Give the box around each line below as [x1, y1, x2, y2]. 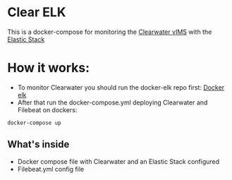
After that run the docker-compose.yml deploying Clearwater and [17, 98, 208, 107]
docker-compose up [7, 119, 61, 126]
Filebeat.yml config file [17, 164, 85, 173]
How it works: [7, 60, 90, 76]
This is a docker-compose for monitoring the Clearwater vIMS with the [7, 28, 212, 36]
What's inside [7, 138, 70, 150]
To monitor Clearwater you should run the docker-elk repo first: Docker [17, 83, 224, 92]
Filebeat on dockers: [17, 105, 78, 114]
